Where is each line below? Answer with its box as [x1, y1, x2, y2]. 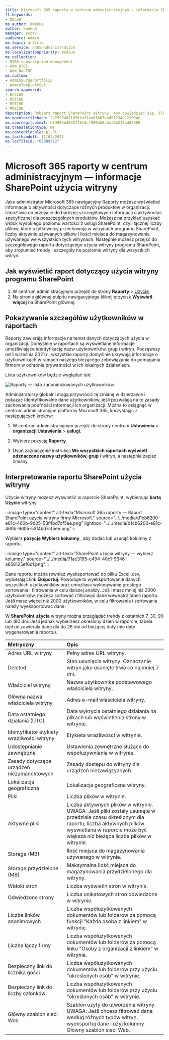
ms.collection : [5, 54, 37, 60]
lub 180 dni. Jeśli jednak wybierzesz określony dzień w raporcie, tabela [5, 618, 153, 624]
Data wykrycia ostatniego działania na [66, 708, 157, 715]
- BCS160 [5, 92, 24, 97]
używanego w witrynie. [66, 853, 122, 860]
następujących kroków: [5, 413, 53, 419]
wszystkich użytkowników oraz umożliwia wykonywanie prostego [5, 581, 142, 587]
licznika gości [8, 969, 40, 976]
